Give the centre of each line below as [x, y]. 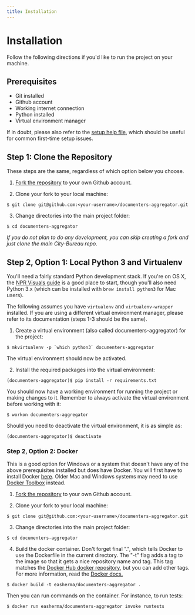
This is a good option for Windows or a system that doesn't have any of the [97, 464]
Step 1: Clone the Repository [60, 157]
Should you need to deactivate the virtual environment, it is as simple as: [95, 425]
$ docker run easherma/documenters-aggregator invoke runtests [86, 607]
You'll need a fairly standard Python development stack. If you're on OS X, [97, 276]
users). [15, 295]
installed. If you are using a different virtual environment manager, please [95, 313]
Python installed [35, 115]
